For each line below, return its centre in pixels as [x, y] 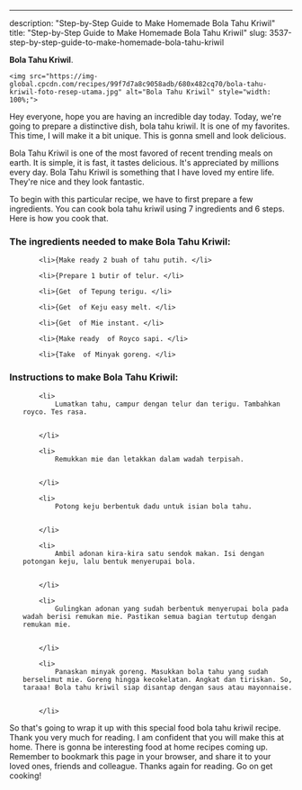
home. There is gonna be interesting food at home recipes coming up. [138, 747]
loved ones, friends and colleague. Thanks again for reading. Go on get [141, 766]
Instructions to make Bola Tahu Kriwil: [94, 377]
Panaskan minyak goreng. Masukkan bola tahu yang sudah [162, 671]
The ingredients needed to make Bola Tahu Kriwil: [120, 241]
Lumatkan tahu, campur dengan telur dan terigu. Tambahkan [168, 404]
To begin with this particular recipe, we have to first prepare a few [131, 199]
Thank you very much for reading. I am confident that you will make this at [147, 737]
